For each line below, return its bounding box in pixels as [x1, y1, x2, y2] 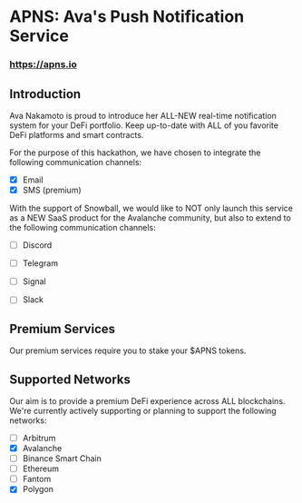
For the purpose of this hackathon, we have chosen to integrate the [9, 147, 261, 158]
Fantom [22, 474, 52, 485]
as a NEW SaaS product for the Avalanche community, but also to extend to [9, 212, 292, 223]
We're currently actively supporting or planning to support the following [9, 405, 277, 416]
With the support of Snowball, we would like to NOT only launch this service [9, 202, 293, 214]
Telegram [22, 258, 59, 269]
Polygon [22, 484, 54, 495]
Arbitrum [22, 432, 56, 443]
